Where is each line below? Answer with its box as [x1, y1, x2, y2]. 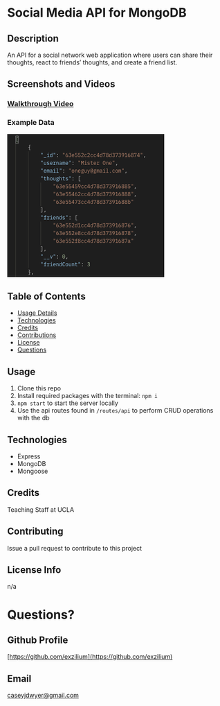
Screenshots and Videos [7, 78, 116, 90]
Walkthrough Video [7, 99, 74, 109]
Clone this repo [17, 384, 61, 393]
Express [17, 452, 41, 460]
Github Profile [7, 635, 68, 646]
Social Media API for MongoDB [7, 5, 187, 21]
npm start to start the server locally [17, 399, 119, 407]
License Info [7, 564, 62, 576]
